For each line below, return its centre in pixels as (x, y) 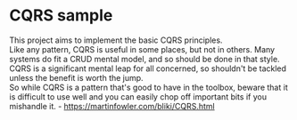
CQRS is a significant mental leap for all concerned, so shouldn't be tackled (148, 68)
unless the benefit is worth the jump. (77, 77)
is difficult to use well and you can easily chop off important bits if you (138, 96)
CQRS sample (61, 16)
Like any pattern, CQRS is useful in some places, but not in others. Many (142, 49)
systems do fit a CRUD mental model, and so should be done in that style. (144, 59)
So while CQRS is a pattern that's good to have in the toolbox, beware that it (148, 87)
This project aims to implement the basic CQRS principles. (116, 40)
